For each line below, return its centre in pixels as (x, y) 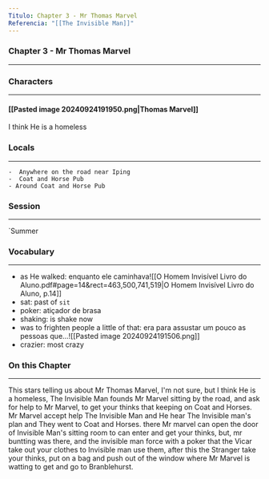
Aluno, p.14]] (41, 294)
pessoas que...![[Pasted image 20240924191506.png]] (110, 336)
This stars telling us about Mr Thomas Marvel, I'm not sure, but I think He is (132, 390)
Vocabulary (31, 252)
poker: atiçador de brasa (60, 311)
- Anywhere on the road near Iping (69, 172)
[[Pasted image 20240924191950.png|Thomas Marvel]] (103, 109)
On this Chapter (40, 365)
